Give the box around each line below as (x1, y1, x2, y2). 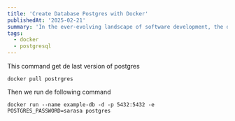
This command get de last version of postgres (7, 62, 140, 70)
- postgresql (13, 43, 52, 50)
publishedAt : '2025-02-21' (7, 17, 86, 24)
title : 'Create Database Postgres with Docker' (7, 10, 149, 17)
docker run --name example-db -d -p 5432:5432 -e (7, 101, 155, 108)
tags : (7, 29, 23, 37)
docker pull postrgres (7, 76, 73, 83)
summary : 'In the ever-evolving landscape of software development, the (7, 23, 224, 30)
